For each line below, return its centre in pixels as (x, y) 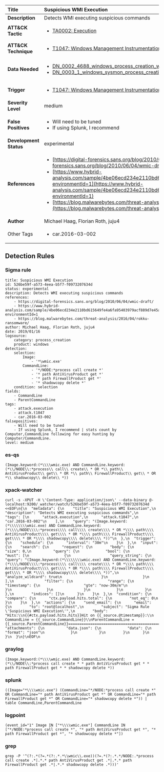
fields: (13, 391)
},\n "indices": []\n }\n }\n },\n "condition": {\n (78, 594)
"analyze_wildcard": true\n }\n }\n (77, 577)
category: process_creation (42, 340)
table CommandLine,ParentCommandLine (43, 703)
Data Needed (23, 69)
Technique (20, 52)
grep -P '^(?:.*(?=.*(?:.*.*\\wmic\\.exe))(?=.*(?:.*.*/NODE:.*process (79, 756)
